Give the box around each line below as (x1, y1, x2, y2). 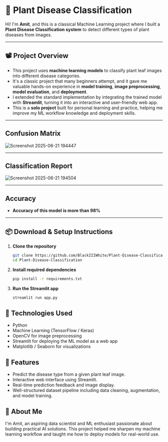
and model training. (12, 393, 52, 399)
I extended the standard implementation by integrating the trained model (12, 94, 162, 100)
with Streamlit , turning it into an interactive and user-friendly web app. (12, 99, 158, 105)
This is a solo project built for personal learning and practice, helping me (12, 105, 163, 111)
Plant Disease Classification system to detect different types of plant (5, 26, 149, 32)
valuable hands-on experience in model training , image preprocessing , (12, 83, 161, 89)
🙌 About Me (5, 407, 42, 415)
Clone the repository (12, 243, 56, 249)
